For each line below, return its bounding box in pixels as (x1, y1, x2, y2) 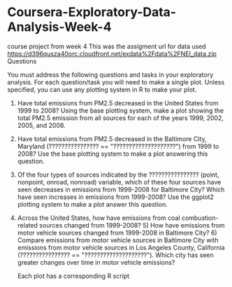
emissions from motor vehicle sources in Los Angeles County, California (17, 243, 225, 251)
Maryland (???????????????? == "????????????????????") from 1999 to (17, 142, 219, 150)
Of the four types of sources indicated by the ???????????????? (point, (17, 170, 219, 179)
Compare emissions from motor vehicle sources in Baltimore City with (17, 235, 219, 244)
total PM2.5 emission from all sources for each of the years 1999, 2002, (17, 113, 224, 122)
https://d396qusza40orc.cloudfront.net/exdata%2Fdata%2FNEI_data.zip (7, 50, 217, 58)
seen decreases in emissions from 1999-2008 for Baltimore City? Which (17, 185, 225, 193)
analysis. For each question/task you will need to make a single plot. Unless (7, 78, 225, 86)
